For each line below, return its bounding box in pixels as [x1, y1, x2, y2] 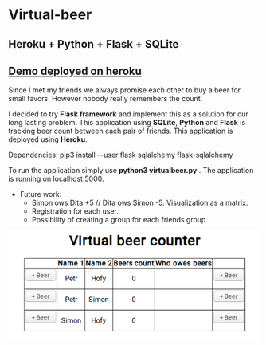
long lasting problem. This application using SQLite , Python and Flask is [8, 118, 246, 127]
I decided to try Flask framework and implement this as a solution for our [8, 109, 249, 119]
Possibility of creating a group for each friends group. [31, 215, 209, 225]
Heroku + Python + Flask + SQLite [8, 37, 179, 51]
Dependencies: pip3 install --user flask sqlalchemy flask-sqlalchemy [8, 150, 233, 160]
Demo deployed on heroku [8, 64, 142, 77]
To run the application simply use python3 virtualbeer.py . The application [8, 166, 254, 175]
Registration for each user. [31, 206, 119, 216]
